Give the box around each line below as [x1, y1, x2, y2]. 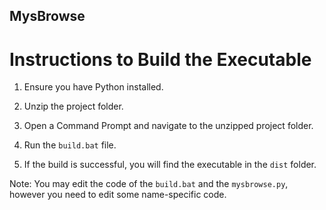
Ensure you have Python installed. [23, 81, 164, 93]
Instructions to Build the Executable [9, 48, 312, 71]
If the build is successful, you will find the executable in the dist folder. [23, 159, 317, 171]
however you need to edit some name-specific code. [9, 189, 227, 201]
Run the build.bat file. [23, 139, 117, 151]
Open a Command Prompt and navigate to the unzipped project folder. [23, 120, 314, 132]
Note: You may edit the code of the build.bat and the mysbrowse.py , [9, 178, 289, 190]
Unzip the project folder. [23, 100, 124, 113]
